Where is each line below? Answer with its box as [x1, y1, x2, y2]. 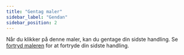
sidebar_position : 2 [6, 20, 58, 25]
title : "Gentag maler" [6, 8, 63, 15]
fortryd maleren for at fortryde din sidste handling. [6, 42, 129, 49]
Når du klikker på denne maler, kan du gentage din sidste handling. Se [6, 36, 179, 43]
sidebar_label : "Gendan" [6, 14, 68, 20]
